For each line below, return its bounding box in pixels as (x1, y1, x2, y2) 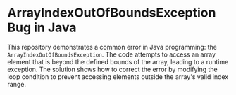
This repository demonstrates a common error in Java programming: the (7, 43, 217, 51)
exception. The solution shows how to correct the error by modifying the (7, 65, 218, 73)
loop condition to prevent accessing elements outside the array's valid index (7, 72, 229, 81)
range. (7, 80, 27, 88)
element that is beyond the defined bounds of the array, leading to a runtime (7, 57, 229, 66)
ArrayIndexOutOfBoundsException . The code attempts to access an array (7, 50, 216, 59)
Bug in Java (7, 20, 77, 36)
